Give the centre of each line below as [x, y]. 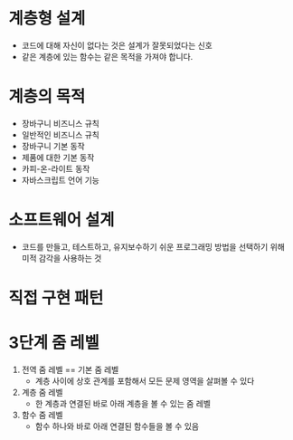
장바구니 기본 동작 [53, 146]
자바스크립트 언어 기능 [61, 180]
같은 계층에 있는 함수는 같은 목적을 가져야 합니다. [107, 56]
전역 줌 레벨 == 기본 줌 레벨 [70, 369]
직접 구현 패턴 [56, 298]
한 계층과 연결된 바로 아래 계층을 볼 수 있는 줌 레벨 [123, 403]
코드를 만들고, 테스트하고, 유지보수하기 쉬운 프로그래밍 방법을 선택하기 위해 [153, 246]
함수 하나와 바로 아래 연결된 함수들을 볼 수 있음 [117, 426]
